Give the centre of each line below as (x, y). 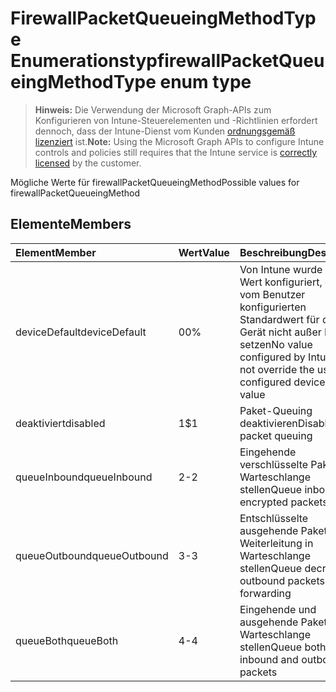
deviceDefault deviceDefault (81, 332)
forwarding (265, 593)
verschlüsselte (274, 464)
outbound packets (282, 580)
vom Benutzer (272, 294)
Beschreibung (273, 252)
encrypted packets (283, 502)
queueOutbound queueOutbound (92, 555)
